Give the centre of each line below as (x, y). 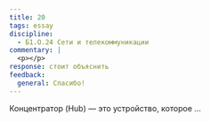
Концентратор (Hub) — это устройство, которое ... (105, 108)
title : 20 (28, 17)
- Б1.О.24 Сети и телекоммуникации (83, 42)
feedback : (28, 75)
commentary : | (36, 50)
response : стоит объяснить (59, 67)
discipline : (31, 34)
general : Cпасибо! (52, 83)
